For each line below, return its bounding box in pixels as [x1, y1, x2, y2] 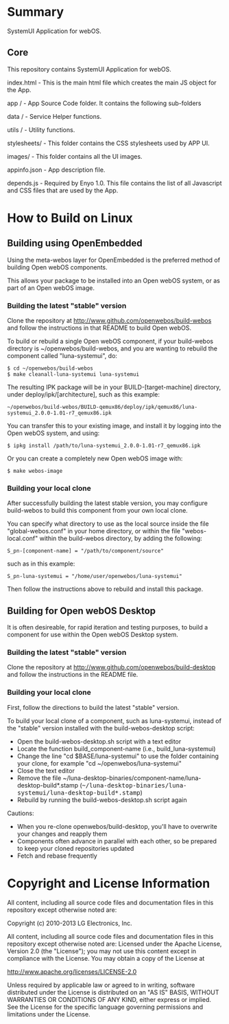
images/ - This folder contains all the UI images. [7, 152, 143, 160]
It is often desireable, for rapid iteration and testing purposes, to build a [7, 623, 208, 632]
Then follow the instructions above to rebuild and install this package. [7, 585, 204, 593]
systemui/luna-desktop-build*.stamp [16, 788, 141, 797]
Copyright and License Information [7, 876, 210, 891]
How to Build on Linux [7, 210, 134, 225]
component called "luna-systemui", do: [7, 352, 118, 360]
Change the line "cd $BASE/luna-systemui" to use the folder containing [16, 752, 219, 760]
